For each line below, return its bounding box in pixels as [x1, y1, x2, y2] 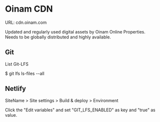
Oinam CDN [5, 3, 53, 15]
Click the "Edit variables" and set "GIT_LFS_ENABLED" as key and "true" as [5, 107, 156, 113]
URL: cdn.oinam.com [5, 19, 47, 25]
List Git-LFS [5, 61, 29, 67]
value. [5, 112, 17, 118]
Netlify [5, 85, 26, 93]
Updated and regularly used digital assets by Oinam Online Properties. [5, 29, 145, 35]
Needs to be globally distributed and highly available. [5, 34, 112, 40]
